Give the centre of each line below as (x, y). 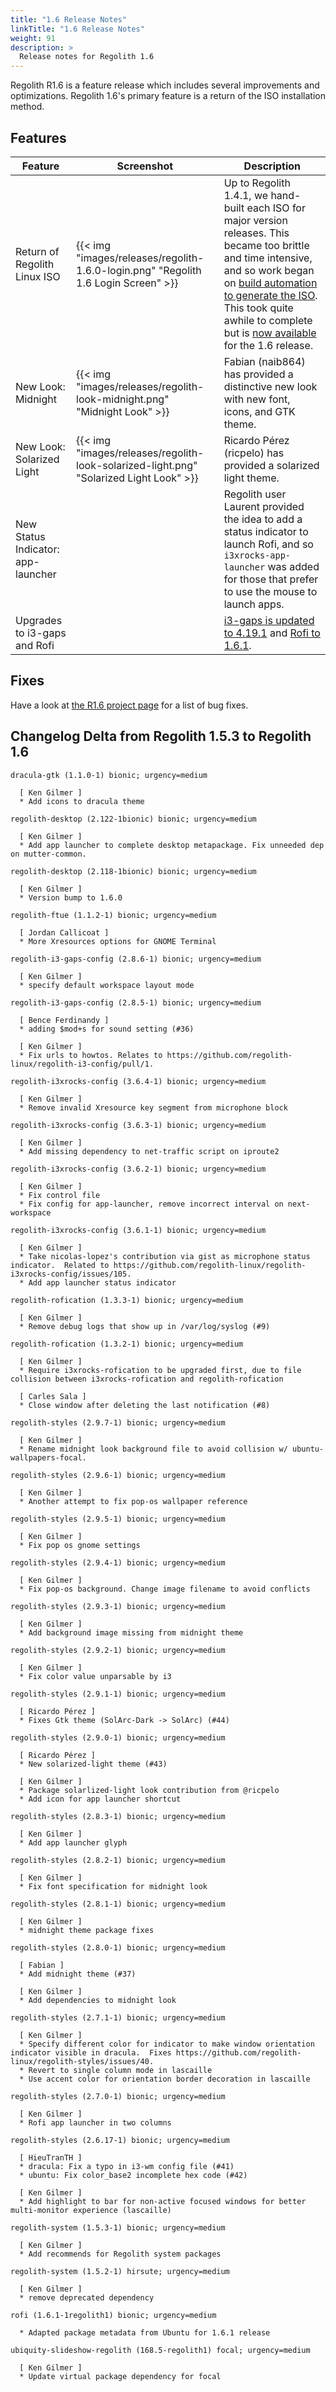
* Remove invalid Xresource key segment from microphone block (153, 1107)
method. (27, 107)
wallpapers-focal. (48, 1457)
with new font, (257, 399)
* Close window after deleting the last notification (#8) (145, 1405)
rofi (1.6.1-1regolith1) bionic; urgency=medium (113, 2315)
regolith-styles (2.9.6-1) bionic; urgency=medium (118, 1475)
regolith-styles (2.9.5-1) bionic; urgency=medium (118, 1519)
